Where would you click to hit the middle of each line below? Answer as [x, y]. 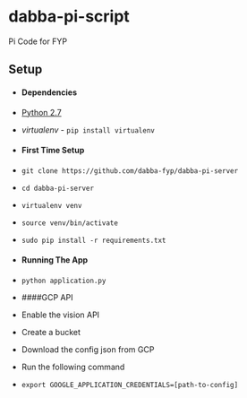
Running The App [55, 260]
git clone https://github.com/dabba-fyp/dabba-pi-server [130, 171]
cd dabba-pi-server [58, 188]
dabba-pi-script [69, 17]
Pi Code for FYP [38, 41]
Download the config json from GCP [88, 349]
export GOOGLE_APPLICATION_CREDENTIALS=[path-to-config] [130, 385]
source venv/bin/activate [69, 223]
